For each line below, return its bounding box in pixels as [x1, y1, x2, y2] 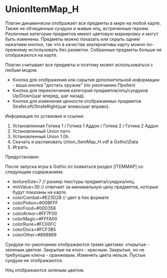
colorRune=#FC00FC [12, 221, 56, 227]
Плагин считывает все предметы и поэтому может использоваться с [5, 62, 154, 68]
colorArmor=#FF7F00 [12, 210, 57, 216]
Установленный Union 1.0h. [12, 133, 70, 139]
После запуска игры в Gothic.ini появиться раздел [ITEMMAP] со [5, 163, 144, 169]
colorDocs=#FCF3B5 [12, 226, 56, 232]
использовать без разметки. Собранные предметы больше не [28, 47, 162, 53]
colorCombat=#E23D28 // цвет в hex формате [12, 194, 109, 200]
